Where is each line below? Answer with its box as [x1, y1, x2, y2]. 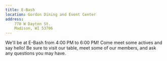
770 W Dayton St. [14, 21, 51, 26]
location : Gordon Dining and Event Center [5, 12, 96, 17]
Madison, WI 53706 [14, 26, 53, 31]
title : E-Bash [5, 7, 35, 12]
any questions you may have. [5, 50, 66, 56]
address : [5, 16, 24, 21]
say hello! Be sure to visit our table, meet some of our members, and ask [5, 45, 156, 51]
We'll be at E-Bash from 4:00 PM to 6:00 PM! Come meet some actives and [5, 39, 163, 45]
